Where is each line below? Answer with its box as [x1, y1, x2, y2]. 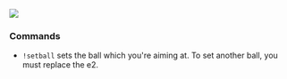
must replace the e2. [21, 59, 99, 70]
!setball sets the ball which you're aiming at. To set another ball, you [21, 50, 279, 61]
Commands [9, 29, 61, 42]
